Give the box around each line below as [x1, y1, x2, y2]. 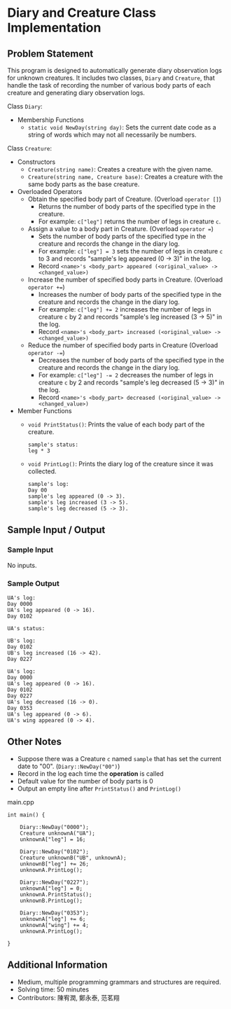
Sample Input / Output [7, 524, 106, 536]
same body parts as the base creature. [27, 180, 140, 188]
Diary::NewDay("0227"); [20, 879, 90, 886]
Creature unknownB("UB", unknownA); [20, 854, 127, 861]
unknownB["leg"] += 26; [20, 860, 90, 868]
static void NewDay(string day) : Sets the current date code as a [27, 123, 217, 131]
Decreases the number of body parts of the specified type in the [38, 356, 225, 364]
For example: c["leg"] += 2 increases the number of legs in [38, 305, 211, 313]
